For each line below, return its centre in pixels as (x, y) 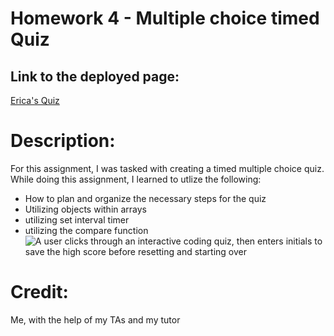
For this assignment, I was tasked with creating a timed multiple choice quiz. (167, 168)
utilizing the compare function (86, 230)
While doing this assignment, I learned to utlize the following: (136, 179)
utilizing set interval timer (77, 219)
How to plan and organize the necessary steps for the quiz (145, 198)
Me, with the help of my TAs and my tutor (95, 319)
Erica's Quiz (35, 100)
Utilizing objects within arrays (86, 209)
